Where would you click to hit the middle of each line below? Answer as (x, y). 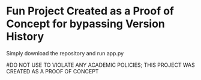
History (25, 37)
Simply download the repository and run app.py (65, 53)
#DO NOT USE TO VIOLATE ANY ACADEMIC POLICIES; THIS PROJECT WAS (100, 65)
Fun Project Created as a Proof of (90, 11)
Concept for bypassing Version (85, 24)
